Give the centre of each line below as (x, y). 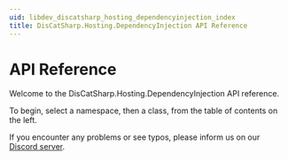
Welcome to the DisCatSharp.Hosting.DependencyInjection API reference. (144, 94)
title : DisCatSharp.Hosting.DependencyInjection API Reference (128, 26)
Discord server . (37, 147)
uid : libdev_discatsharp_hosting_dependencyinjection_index (123, 17)
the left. (23, 120)
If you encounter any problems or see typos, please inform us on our (135, 137)
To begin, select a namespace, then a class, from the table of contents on (144, 110)
